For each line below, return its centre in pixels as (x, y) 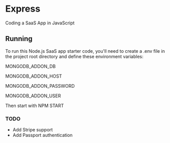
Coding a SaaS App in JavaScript (40, 23)
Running (19, 39)
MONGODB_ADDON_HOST (34, 76)
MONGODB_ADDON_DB (31, 66)
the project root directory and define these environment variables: (74, 56)
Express (23, 9)
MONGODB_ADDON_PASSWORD (40, 86)
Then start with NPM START (35, 105)
